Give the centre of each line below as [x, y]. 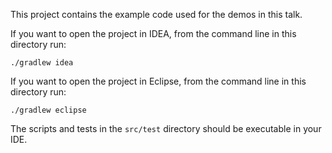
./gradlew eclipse [48, 110]
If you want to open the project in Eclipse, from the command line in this [158, 81]
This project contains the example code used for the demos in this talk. [156, 14]
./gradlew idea [42, 63]
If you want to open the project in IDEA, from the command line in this [153, 33]
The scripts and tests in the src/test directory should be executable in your [166, 128]
